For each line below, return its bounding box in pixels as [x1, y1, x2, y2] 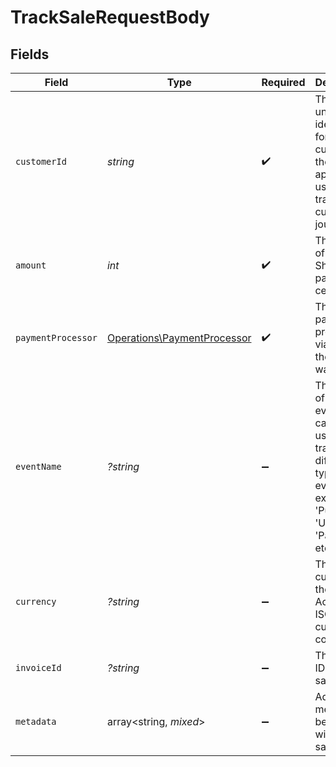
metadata [15, 716, 57, 727]
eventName [15, 461, 62, 472]
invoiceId [15, 662, 62, 673]
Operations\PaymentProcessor [106, 331, 252, 345]
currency [15, 596, 57, 607]
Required [261, 76, 306, 89]
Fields [10, 46, 50, 63]
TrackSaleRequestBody [10, 6, 210, 29]
